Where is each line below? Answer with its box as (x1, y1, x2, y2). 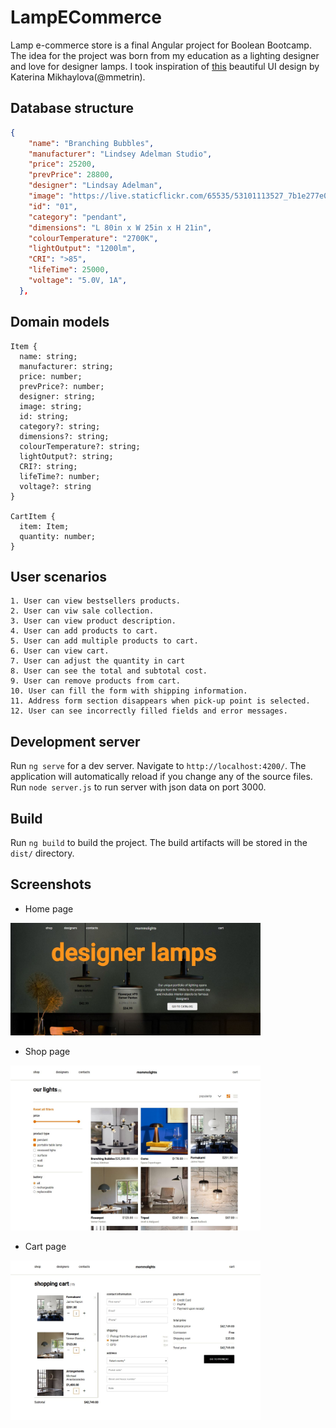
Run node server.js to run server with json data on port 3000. (10, 781, 267, 793)
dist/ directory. (10, 847, 75, 859)
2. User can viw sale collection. (10, 606, 155, 616)
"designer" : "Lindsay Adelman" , (28, 181, 163, 191)
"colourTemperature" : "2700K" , (28, 233, 159, 243)
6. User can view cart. (10, 646, 110, 656)
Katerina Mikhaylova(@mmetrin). (10, 71, 146, 83)
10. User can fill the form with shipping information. (10, 686, 248, 696)
